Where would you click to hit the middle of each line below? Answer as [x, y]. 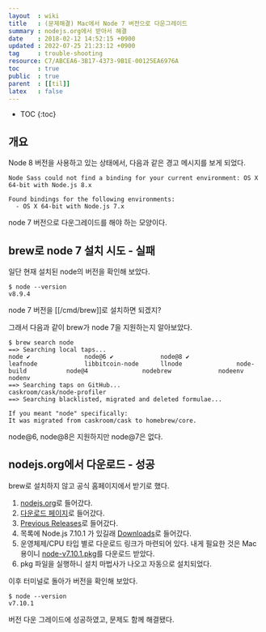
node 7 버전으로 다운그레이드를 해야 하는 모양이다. [88, 223]
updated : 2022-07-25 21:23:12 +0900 [72, 46]
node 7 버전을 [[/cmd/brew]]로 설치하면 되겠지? [85, 310]
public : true [34, 76]
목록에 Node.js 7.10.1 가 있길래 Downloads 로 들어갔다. [106, 533]
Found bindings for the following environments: [92, 199]
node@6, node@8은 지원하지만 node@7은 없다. [86, 437]
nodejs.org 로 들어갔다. [56, 502]
